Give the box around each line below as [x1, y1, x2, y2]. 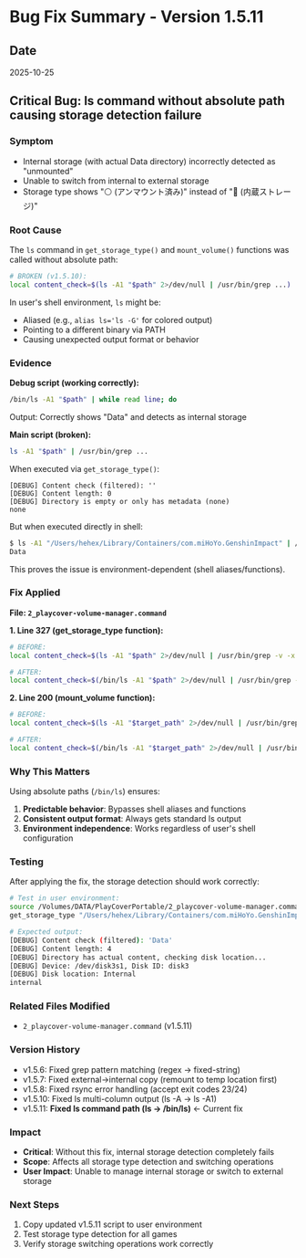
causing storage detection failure [9, 108, 202, 123]
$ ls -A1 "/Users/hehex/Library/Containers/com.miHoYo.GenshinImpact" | [9, 539, 291, 548]
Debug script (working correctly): [9, 377, 139, 389]
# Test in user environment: [9, 894, 120, 903]
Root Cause [9, 224, 62, 236]
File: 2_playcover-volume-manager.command [9, 607, 167, 618]
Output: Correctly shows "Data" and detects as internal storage [9, 411, 248, 422]
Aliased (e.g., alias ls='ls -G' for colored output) [22, 314, 213, 325]
